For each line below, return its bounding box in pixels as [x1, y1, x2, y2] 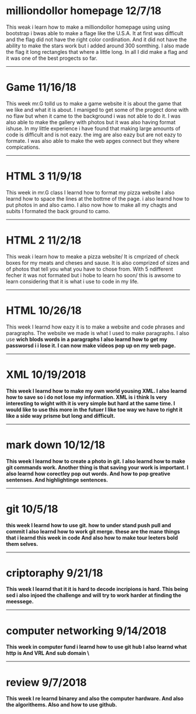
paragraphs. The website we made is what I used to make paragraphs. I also [6, 329, 190, 336]
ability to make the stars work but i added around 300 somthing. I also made [6, 42, 190, 49]
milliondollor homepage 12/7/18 [6, 4, 162, 18]
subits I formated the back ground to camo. [6, 207, 110, 214]
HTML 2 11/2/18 [6, 234, 82, 247]
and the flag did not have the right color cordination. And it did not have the [6, 36, 187, 43]
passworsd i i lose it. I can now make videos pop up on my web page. [6, 341, 176, 349]
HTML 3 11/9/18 [6, 170, 82, 183]
